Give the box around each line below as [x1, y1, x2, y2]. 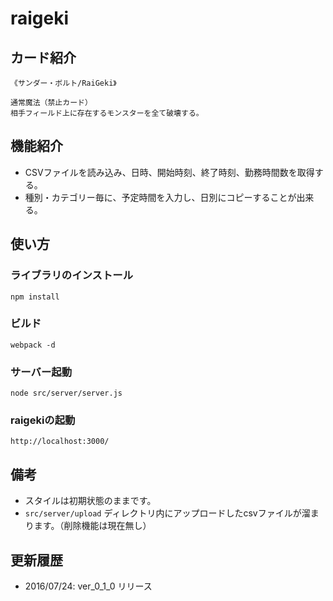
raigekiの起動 [10, 413, 76, 427]
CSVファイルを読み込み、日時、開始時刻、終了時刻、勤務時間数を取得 [24, 166, 315, 178]
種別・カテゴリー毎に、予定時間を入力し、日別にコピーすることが [24, 191, 297, 203]
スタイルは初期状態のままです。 [24, 495, 157, 507]
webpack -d [10, 340, 56, 350]
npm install [10, 292, 60, 302]
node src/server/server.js [10, 388, 123, 399]
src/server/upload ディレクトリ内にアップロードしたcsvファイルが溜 [24, 507, 311, 519]
